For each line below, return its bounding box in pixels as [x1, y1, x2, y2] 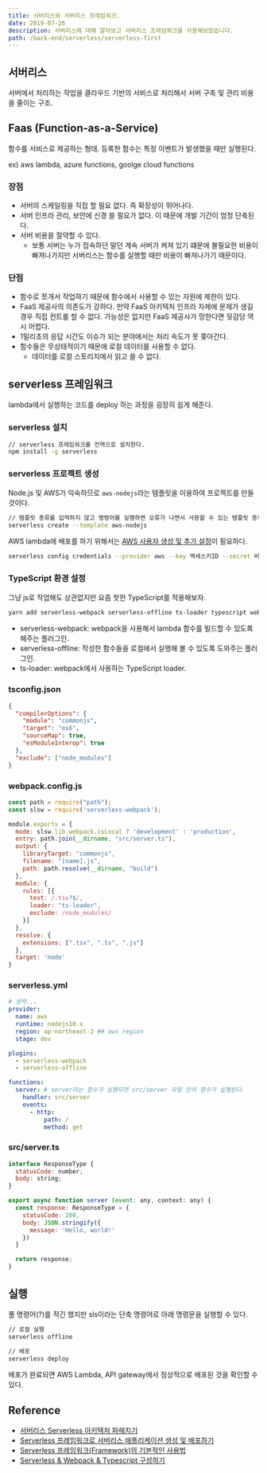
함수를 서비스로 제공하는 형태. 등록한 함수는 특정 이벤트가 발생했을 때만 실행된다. [8, 143, 257, 153]
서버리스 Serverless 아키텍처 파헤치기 [19, 1426, 138, 1436]
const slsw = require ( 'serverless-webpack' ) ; [8, 806, 161, 814]
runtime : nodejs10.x [15, 1020, 83, 1028]
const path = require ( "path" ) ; [8, 798, 112, 806]
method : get [43, 1123, 83, 1131]
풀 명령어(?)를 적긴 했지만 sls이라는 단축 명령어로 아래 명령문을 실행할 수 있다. [8, 1309, 249, 1319]
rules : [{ [22, 886, 56, 895]
